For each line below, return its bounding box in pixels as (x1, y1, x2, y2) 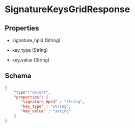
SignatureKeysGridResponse (5, 4, 130, 15)
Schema (5, 72, 32, 80)
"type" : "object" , (14, 90, 51, 95)
